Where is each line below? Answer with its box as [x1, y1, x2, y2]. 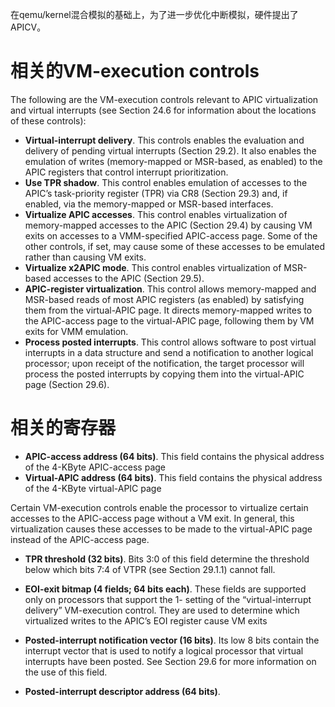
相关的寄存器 [10, 417, 117, 440]
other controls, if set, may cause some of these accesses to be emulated [24, 240, 325, 252]
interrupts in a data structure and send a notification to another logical [24, 346, 314, 358]
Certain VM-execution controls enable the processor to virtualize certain [10, 501, 309, 513]
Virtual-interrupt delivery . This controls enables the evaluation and [24, 134, 305, 146]
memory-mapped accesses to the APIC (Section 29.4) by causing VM [24, 219, 313, 231]
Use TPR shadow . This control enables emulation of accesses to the [24, 176, 308, 188]
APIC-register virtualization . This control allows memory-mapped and [24, 283, 317, 295]
